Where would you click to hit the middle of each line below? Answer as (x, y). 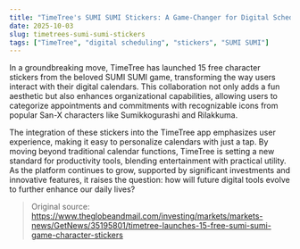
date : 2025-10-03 (42, 26)
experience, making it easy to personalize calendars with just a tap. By (139, 142)
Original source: (61, 207)
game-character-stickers (77, 235)
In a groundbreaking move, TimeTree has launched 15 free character (135, 68)
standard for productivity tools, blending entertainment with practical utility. (148, 161)
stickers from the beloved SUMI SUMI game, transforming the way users (142, 78)
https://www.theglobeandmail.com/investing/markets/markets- (147, 216)
